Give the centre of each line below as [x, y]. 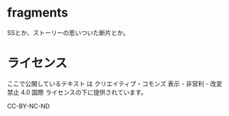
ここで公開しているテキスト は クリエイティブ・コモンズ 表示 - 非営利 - [108, 84]
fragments [38, 13]
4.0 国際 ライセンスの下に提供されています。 [84, 92]
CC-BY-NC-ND [29, 106]
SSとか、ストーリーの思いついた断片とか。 [68, 32]
